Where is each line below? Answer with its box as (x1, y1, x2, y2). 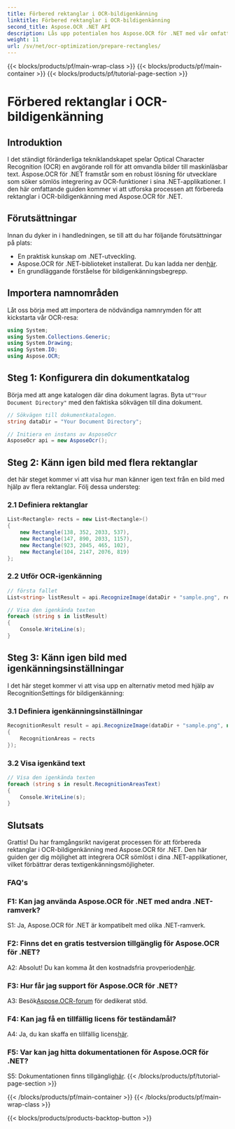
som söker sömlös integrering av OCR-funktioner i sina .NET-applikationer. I (7, 178, 226, 185)
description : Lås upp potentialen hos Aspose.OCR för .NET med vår (7, 29, 208, 37)
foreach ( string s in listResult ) (7, 613, 108, 620)
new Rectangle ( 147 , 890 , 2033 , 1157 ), (20, 536, 133, 543)
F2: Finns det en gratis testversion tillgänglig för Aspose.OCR (7, 939, 220, 949)
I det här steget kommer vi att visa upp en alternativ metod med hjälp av (7, 681, 215, 690)
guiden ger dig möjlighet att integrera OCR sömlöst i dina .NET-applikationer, (7, 853, 228, 861)
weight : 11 (7, 36, 39, 43)
